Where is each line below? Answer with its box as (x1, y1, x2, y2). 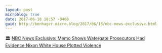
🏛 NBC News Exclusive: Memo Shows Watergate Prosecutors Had (5, 35, 145, 41)
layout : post (5, 7, 33, 12)
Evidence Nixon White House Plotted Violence (5, 42, 102, 48)
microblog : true (5, 12, 39, 17)
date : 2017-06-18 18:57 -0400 (5, 16, 69, 21)
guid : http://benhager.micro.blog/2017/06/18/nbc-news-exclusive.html (5, 21, 157, 26)
